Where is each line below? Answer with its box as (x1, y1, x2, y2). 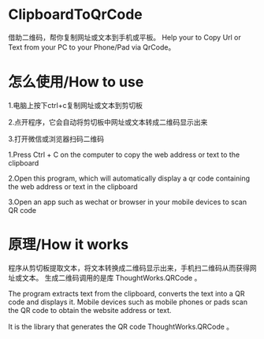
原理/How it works (8, 236, 128, 254)
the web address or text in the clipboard (8, 181, 138, 191)
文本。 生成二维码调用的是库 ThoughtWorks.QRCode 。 (21, 273, 202, 282)
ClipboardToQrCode (8, 6, 143, 24)
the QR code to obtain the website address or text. (8, 305, 172, 315)
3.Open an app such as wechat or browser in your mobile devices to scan (8, 197, 247, 207)
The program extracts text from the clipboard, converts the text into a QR (8, 289, 246, 298)
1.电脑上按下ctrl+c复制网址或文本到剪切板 (8, 100, 143, 110)
